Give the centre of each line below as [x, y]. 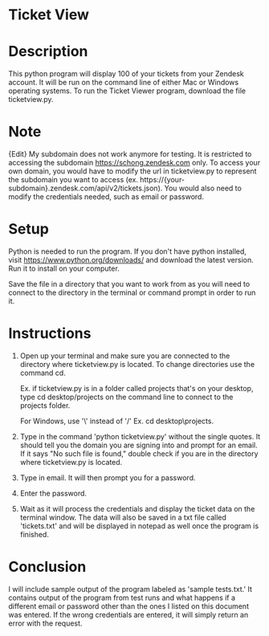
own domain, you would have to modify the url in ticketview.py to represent [132, 171]
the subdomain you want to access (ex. [73, 180]
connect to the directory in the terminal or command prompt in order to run [132, 292]
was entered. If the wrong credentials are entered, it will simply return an [128, 614]
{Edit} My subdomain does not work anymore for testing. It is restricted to [130, 154]
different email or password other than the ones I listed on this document [128, 606]
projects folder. [45, 405]
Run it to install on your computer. [64, 268]
